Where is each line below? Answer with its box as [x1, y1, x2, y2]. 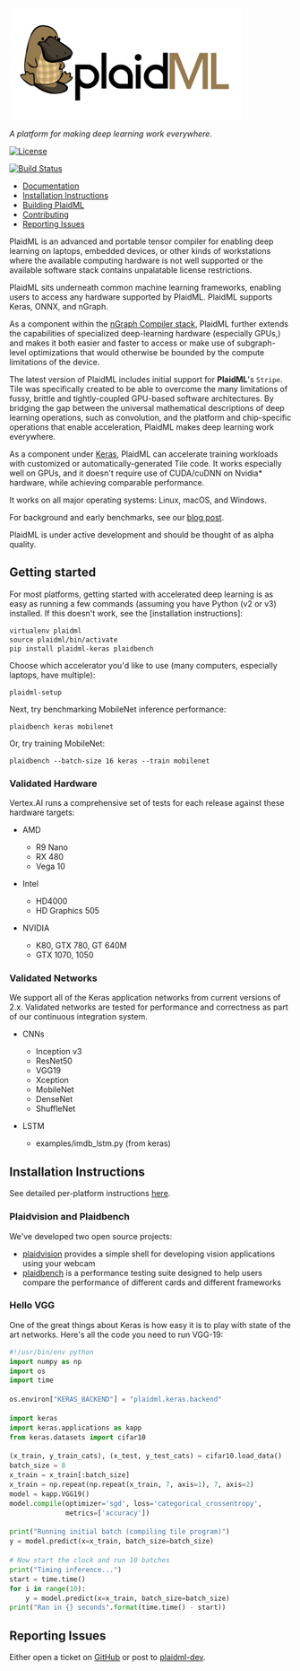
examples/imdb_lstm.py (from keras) [35, 1138, 172, 1149]
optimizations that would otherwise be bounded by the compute [28, 347, 265, 357]
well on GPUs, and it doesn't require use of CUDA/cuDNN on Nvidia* [9, 468, 262, 478]
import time [9, 1376, 54, 1385]
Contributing [21, 209, 69, 220]
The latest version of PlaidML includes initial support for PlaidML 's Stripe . [9, 374, 284, 384]
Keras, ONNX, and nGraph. [9, 302, 109, 311]
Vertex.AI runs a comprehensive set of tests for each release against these [9, 798, 285, 809]
